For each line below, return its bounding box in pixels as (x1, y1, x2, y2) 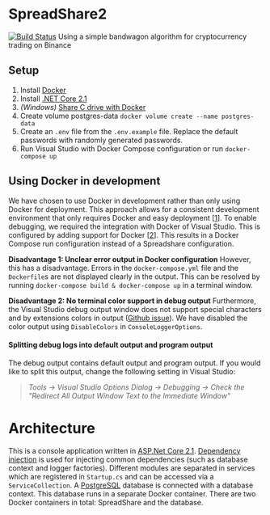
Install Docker (19, 85, 66, 95)
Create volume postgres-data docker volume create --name (19, 111, 218, 120)
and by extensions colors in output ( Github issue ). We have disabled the (8, 313, 248, 323)
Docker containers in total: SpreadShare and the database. (8, 497, 204, 507)
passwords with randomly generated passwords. (19, 135, 184, 145)
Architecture (8, 419, 95, 437)
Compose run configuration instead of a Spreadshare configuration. (8, 239, 234, 248)
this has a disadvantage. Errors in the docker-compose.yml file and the (8, 263, 238, 272)
